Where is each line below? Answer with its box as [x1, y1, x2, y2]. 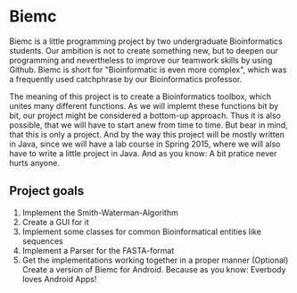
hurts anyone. [9, 157, 61, 168]
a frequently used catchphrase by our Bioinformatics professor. [9, 73, 243, 84]
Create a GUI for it [21, 216, 89, 227]
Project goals [9, 183, 85, 198]
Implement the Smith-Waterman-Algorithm [21, 207, 178, 218]
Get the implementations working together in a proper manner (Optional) [21, 255, 289, 265]
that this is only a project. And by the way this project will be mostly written [9, 129, 285, 139]
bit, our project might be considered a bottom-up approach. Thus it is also [9, 110, 282, 121]
